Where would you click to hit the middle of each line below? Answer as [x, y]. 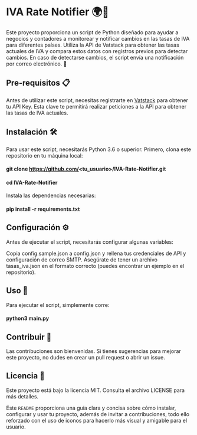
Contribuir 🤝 [29, 337]
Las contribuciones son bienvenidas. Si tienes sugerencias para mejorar [93, 351]
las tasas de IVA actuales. [37, 113]
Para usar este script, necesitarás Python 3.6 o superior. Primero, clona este [99, 149]
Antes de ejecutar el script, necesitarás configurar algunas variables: [90, 242]
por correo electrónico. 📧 [37, 64]
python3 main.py [27, 318]
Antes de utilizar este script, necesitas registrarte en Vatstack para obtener [97, 100]
